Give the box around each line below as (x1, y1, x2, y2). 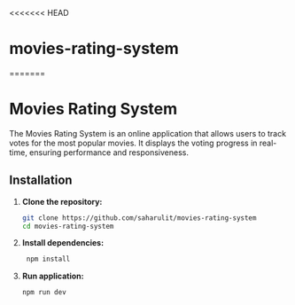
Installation (9, 173, 73, 188)
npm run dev (21, 288, 66, 297)
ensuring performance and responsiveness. (29, 146, 189, 158)
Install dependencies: (21, 238, 105, 248)
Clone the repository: (21, 196, 103, 207)
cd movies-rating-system (21, 222, 114, 231)
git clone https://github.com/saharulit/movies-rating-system (21, 213, 257, 223)
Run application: (21, 270, 84, 282)
